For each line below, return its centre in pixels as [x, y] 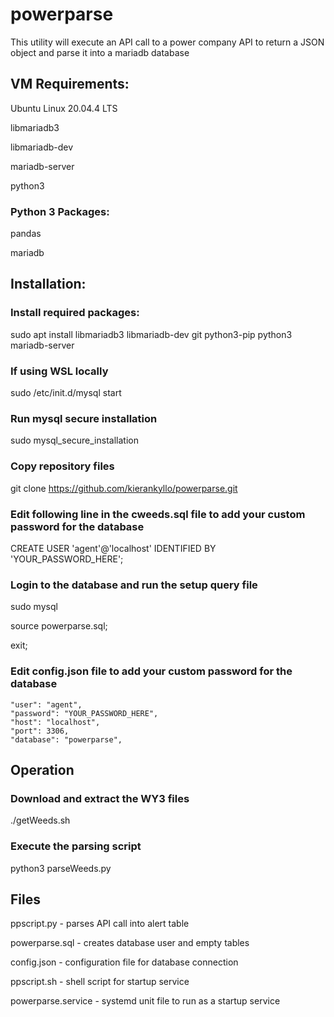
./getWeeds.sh [40, 820]
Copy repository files [62, 466]
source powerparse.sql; [59, 626]
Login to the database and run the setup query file [134, 585]
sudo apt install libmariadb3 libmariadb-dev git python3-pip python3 [151, 334]
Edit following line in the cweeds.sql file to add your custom [158, 514]
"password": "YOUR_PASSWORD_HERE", [84, 713]
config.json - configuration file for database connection [124, 962]
